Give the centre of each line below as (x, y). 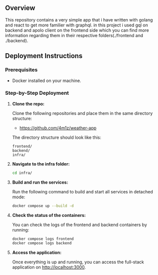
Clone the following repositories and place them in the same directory (82, 113)
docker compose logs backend (42, 243)
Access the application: (37, 253)
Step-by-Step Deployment (37, 93)
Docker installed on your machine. (47, 81)
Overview (20, 8)
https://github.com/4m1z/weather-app (58, 128)
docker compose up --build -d (43, 206)
